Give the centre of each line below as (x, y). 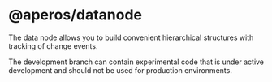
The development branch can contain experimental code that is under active (136, 62)
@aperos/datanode (75, 15)
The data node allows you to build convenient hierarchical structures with (131, 37)
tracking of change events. (53, 45)
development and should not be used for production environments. (121, 70)
